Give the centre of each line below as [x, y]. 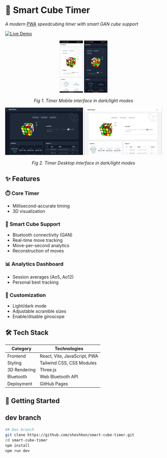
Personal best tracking [35, 282]
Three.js [48, 370]
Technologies [69, 349]
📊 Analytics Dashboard [34, 264]
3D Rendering [21, 370]
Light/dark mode [29, 306]
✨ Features [23, 179]
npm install [17, 446]
